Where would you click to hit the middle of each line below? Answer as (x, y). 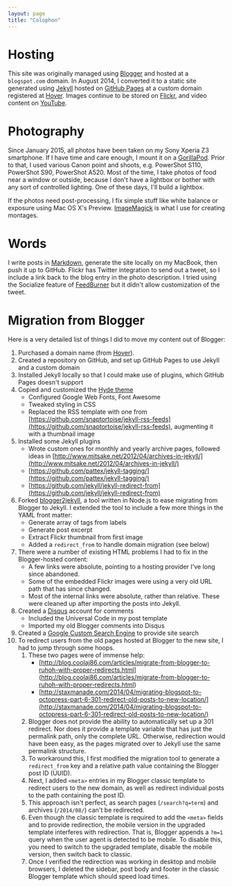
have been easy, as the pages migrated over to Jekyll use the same (124, 744)
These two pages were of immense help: (86, 655)
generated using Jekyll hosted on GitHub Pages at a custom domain (105, 88)
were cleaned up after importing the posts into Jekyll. (104, 604)
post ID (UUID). (50, 773)
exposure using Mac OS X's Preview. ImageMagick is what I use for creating (117, 208)
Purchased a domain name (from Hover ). (76, 353)
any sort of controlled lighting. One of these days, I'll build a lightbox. (106, 187)
